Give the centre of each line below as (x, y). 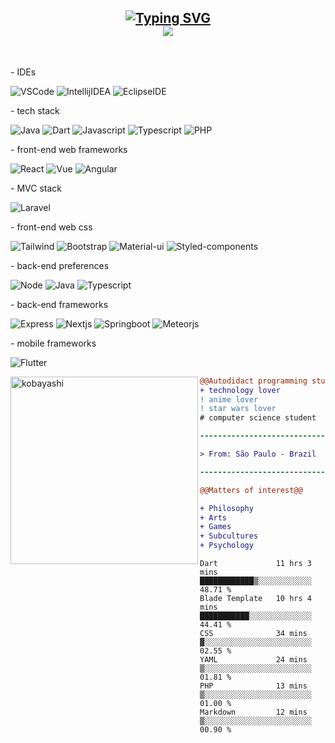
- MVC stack (36, 188)
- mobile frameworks (53, 343)
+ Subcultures (229, 536)
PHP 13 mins (253, 686)
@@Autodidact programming (253, 381)
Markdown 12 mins (253, 712)
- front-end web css (51, 227)
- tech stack (35, 110)
